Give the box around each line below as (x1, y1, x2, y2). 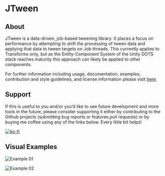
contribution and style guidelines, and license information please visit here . (5, 76, 158, 82)
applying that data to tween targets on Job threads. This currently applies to (5, 46, 160, 51)
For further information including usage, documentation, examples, (5, 71, 141, 76)
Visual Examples (5, 143, 58, 151)
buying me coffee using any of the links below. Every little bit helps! (5, 119, 142, 125)
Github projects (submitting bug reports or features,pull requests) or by (5, 114, 149, 120)
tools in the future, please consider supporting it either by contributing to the (5, 108, 161, 114)
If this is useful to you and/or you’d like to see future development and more (5, 103, 159, 109)
